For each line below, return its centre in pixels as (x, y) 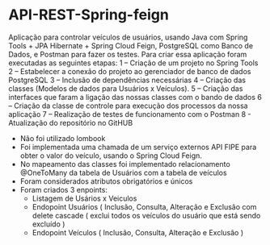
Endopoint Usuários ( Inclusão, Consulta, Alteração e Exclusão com (144, 206)
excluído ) (49, 224)
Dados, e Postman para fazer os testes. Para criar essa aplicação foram (128, 54)
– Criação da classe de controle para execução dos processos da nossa (128, 106)
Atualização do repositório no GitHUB (71, 122)
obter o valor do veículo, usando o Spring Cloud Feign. (111, 156)
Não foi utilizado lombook (63, 138)
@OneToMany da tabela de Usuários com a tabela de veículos (124, 172)
